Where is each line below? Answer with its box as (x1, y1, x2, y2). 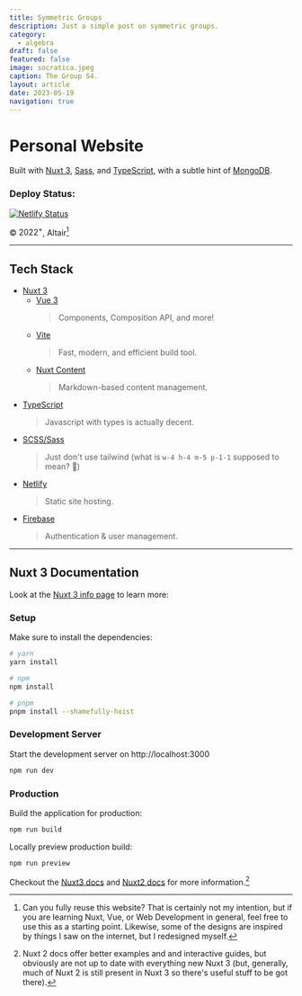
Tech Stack (9, 262, 74, 277)
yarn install (9, 658, 58, 667)
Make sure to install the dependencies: (9, 632, 153, 643)
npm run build (9, 824, 63, 834)
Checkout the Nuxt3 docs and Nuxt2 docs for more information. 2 (9, 875, 250, 887)
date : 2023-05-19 (9, 88, 75, 97)
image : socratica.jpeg (9, 64, 94, 73)
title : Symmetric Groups (9, 13, 102, 22)
